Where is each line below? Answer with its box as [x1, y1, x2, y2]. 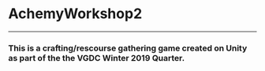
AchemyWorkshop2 [8, 5, 143, 23]
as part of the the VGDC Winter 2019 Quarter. [8, 52, 185, 63]
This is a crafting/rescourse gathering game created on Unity [8, 43, 248, 54]
